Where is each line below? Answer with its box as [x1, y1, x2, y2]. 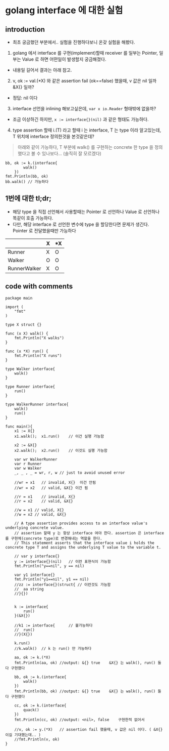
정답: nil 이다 [12, 95, 38, 101]
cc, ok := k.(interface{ [14, 703, 67, 708]
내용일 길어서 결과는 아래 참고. [12, 67, 72, 73]
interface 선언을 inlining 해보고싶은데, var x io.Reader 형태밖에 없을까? [12, 106, 156, 111]
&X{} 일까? [12, 84, 34, 90]
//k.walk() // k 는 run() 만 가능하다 [14, 646, 92, 651]
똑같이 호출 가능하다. [12, 215, 53, 221]
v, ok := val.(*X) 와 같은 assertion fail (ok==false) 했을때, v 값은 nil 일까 [12, 78, 157, 84]
